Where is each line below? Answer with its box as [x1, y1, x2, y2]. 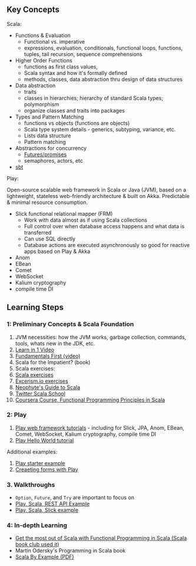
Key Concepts [6, 5, 59, 15]
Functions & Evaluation [15, 32, 71, 39]
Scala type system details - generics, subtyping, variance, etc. [24, 126, 176, 133]
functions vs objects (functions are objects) [24, 119, 130, 126]
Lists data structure [24, 132, 71, 139]
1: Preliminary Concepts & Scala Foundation [6, 320, 134, 328]
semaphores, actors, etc [24, 157, 84, 164]
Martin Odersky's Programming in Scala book [15, 547, 126, 554]
